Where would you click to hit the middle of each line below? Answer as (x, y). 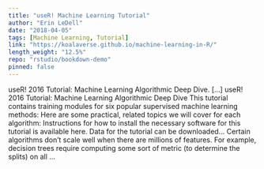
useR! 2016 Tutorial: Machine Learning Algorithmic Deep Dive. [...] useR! (126, 89)
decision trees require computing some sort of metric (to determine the (124, 148)
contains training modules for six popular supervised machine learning (123, 106)
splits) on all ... (32, 156)
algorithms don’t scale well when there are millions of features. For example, (132, 140)
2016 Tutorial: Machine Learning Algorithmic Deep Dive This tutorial (118, 98)
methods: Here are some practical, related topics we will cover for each (124, 115)
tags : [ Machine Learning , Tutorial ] (68, 38)
